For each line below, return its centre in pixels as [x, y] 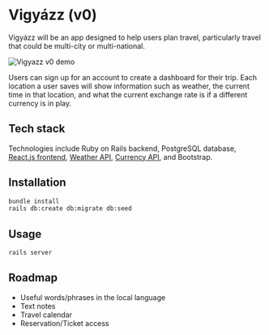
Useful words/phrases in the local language [93, 297]
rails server [30, 253]
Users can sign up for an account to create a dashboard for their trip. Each [133, 77]
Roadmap [33, 278]
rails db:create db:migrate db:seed [70, 208]
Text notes [38, 306]
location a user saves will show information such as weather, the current [129, 86]
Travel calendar [46, 315]
